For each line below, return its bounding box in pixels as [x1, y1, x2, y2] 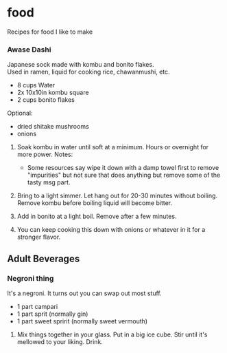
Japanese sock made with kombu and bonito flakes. [7, 61, 154, 69]
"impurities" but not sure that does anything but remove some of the [27, 171, 221, 180]
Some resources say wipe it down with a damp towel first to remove [27, 164, 219, 172]
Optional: [7, 109, 33, 118]
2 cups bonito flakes [16, 96, 75, 104]
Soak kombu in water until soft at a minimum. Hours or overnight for [16, 143, 209, 151]
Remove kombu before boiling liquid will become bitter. [16, 199, 173, 207]
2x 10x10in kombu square [16, 88, 89, 97]
